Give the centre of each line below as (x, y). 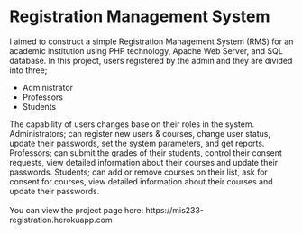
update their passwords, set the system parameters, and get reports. (137, 143)
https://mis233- (175, 210)
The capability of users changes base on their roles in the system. (132, 124)
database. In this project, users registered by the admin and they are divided (151, 60)
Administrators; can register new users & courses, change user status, (140, 133)
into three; (28, 70)
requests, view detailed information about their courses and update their (143, 162)
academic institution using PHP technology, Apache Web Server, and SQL (146, 50)
